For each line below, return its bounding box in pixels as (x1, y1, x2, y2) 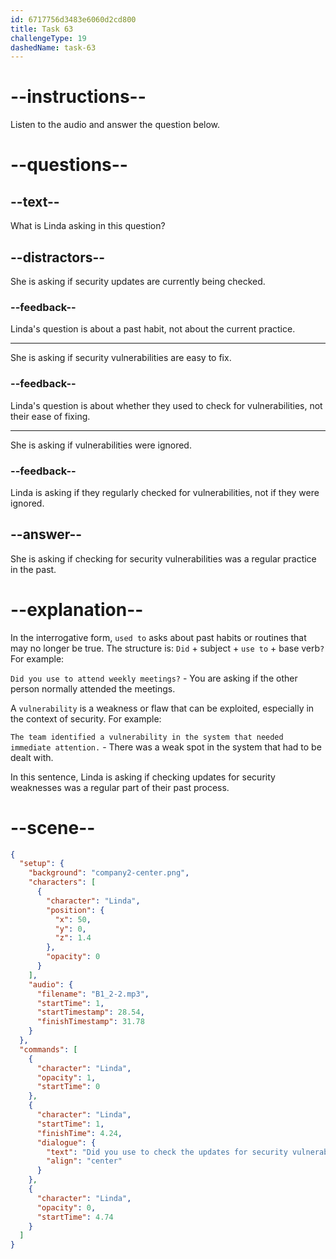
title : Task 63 (10, 24, 74, 34)
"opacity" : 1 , (36, 1072, 97, 1083)
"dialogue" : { (36, 1137, 97, 1148)
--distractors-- (10, 249, 106, 266)
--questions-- (10, 154, 128, 176)
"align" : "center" (46, 1156, 123, 1166)
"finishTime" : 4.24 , (36, 1128, 123, 1138)
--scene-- (10, 816, 96, 839)
